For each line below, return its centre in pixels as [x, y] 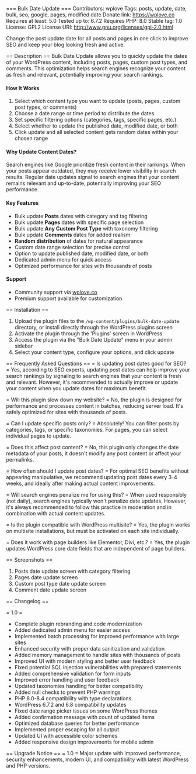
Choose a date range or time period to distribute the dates [84, 113]
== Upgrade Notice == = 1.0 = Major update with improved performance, [94, 753]
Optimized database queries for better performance [77, 723]
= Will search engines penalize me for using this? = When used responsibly [97, 494]
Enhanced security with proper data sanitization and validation [90, 648]
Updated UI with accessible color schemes [66, 735]
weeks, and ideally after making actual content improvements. [81, 483]
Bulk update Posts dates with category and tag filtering [81, 216]
